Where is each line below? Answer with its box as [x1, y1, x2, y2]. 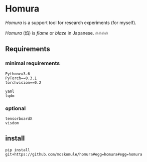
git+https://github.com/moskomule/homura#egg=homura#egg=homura [5, 151, 142, 157]
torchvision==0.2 [5, 80, 42, 85]
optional [5, 105, 26, 112]
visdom [5, 120, 19, 125]
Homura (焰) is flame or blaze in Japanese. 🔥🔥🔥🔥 [5, 30, 109, 36]
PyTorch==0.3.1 [5, 76, 37, 81]
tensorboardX [5, 116, 33, 121]
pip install [5, 147, 30, 152]
